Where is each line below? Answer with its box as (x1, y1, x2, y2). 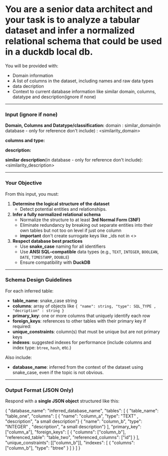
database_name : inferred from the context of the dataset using (12, 364, 143, 370)
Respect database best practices (12, 238, 83, 244)
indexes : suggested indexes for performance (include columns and (12, 339, 151, 345)
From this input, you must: (5, 191, 59, 197)
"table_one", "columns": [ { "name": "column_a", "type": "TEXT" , (5, 413, 138, 419)
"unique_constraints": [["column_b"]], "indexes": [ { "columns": (5, 440, 135, 446)
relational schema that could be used (5, 36, 162, 47)
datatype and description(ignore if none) (12, 94, 96, 100)
